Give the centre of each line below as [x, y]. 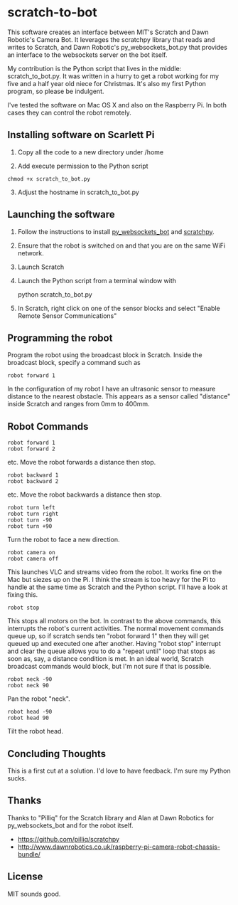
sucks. [17, 778]
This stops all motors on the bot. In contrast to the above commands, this [114, 621]
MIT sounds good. [34, 894]
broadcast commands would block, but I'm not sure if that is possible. [109, 667]
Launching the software [61, 215]
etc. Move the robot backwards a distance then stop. [85, 494]
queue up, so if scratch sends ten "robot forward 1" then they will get [108, 636]
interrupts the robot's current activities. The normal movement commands [115, 629]
